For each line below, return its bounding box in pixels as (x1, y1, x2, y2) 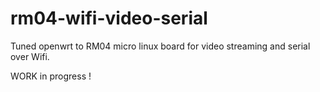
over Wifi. (10, 50, 50, 62)
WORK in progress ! (10, 70, 92, 82)
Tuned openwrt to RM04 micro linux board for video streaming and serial (10, 40, 311, 52)
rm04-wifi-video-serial (10, 7, 208, 30)
